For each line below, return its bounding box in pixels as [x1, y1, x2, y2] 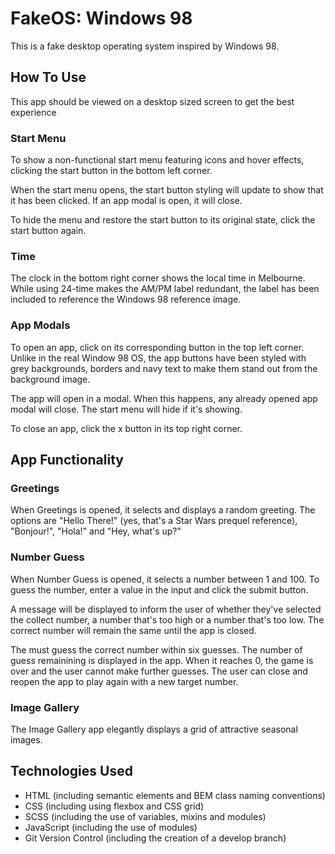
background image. [10, 373, 91, 385]
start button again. [10, 225, 87, 237]
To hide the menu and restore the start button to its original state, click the [10, 214, 316, 226]
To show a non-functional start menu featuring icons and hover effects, [10, 154, 305, 166]
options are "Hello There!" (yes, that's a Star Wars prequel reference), [10, 515, 298, 527]
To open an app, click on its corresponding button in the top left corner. [10, 341, 305, 353]
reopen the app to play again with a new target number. [10, 675, 239, 687]
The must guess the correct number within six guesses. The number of [10, 643, 303, 656]
